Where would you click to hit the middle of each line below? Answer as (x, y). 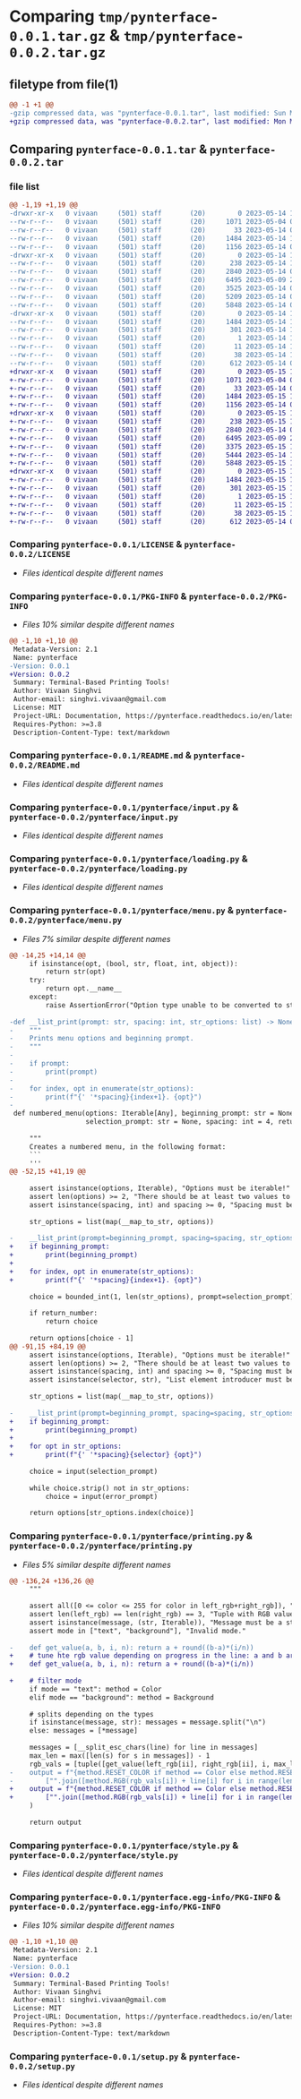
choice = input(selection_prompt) (94, 1471)
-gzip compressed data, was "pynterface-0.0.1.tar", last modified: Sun (148, 113)
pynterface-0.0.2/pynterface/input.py (94, 817)
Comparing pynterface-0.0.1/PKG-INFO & (98, 595)
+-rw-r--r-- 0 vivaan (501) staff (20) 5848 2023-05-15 (148, 463)
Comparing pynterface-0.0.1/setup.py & (98, 2056)
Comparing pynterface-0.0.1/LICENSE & (96, 544)
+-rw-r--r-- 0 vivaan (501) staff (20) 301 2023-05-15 (148, 488)
